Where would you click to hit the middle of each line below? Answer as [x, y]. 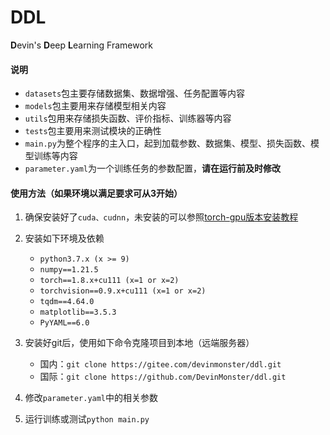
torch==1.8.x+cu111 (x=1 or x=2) [109, 281]
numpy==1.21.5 [69, 270]
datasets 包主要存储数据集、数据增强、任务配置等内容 [135, 93]
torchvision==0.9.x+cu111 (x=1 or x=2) [123, 291]
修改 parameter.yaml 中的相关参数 [91, 398]
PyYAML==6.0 [64, 323]
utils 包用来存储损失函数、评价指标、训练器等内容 [128, 118]
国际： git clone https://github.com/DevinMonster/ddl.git [163, 377]
